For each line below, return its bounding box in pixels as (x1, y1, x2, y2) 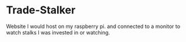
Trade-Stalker (6, 3, 76, 17)
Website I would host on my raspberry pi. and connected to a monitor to (6, 23, 181, 30)
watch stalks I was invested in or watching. (6, 29, 110, 36)
